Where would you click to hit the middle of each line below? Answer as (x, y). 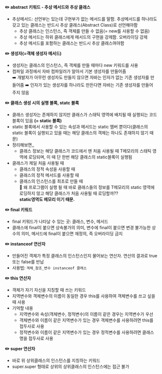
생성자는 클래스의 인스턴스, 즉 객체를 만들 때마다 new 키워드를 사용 (75, 65)
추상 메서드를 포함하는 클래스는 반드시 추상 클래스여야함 (72, 43)
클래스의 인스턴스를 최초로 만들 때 (51, 181)
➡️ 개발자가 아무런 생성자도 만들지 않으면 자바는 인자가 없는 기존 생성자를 (81, 77)
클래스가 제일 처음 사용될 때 (38, 163)
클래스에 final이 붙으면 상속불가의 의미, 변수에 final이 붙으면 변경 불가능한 (81, 227)
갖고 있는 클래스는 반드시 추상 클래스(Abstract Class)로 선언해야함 (75, 25)
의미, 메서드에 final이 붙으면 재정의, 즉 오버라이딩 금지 (72, 234)
